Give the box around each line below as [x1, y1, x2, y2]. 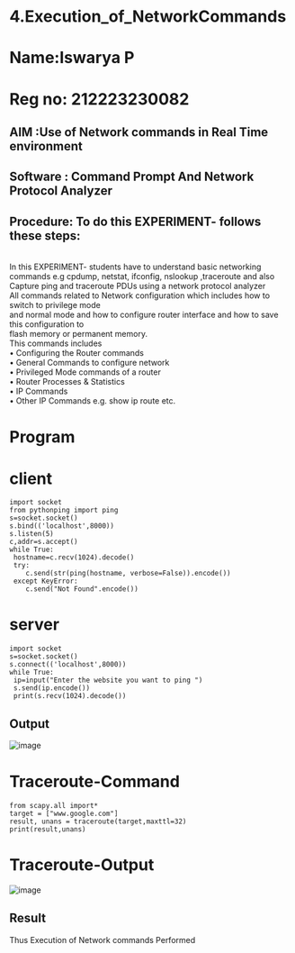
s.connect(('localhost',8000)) [9, 660, 127, 669]
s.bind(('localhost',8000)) [9, 522, 115, 531]
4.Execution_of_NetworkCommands [9, 6, 287, 27]
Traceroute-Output [9, 855, 155, 876]
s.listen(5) [9, 530, 54, 539]
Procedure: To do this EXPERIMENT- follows [9, 213, 262, 229]
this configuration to [9, 319, 85, 330]
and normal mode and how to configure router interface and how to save [9, 309, 279, 321]
